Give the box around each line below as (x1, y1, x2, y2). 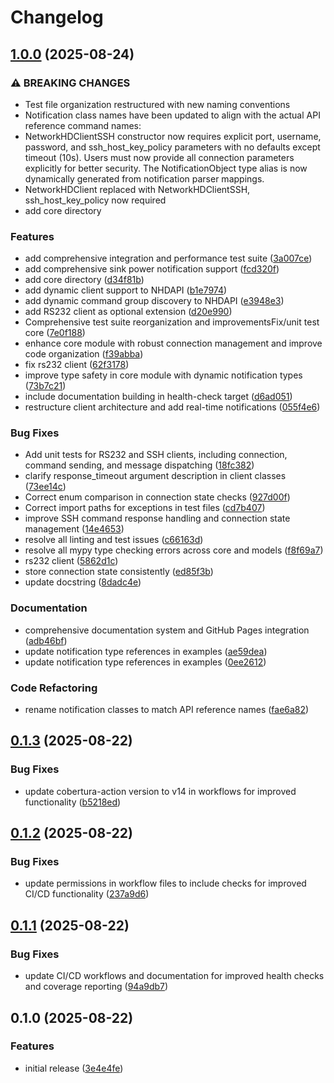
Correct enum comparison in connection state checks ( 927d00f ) (24, 491, 291, 503)
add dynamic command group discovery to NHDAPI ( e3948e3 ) (24, 295, 285, 307)
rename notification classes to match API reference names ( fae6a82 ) (24, 704, 310, 716)
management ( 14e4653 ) (24, 523, 125, 535)
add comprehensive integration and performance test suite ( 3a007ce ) (24, 252, 313, 265)
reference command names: (24, 119, 142, 131)
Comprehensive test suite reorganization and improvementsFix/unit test (24, 316, 320, 328)
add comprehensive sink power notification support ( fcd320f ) (24, 263, 280, 275)
